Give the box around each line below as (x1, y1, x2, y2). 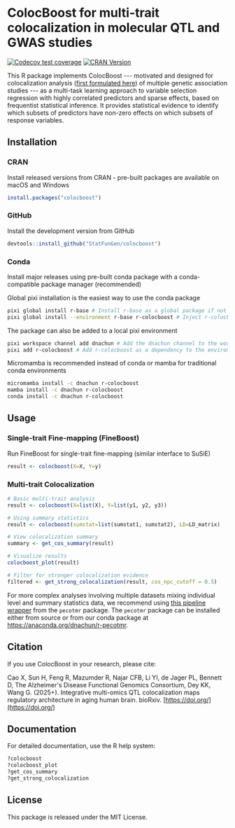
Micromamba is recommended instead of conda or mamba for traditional (7, 359, 217, 367)
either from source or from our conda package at (7, 613, 149, 622)
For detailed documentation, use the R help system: (7, 742, 156, 750)
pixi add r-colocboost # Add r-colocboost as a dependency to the (7, 346, 205, 353)
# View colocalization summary (7, 533, 99, 540)
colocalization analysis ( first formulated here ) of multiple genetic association (7, 78, 228, 87)
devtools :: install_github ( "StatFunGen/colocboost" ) (7, 240, 161, 247)
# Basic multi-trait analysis (7, 495, 96, 502)
